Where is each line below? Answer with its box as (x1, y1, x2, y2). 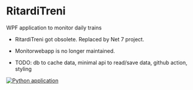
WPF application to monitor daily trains (6, 24, 102, 31)
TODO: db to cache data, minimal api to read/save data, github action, (14, 59, 188, 66)
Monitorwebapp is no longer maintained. (14, 47, 115, 55)
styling (14, 65, 32, 73)
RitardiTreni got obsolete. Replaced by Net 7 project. (14, 35, 144, 43)
